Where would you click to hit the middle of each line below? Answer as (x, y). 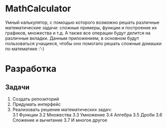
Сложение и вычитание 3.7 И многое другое (60, 120)
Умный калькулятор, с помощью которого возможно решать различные (82, 22)
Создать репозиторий (36, 99)
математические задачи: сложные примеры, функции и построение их (81, 27)
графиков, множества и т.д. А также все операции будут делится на (78, 33)
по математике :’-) (25, 49)
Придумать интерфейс (36, 104)
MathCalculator (38, 9)
